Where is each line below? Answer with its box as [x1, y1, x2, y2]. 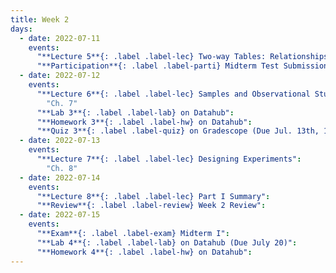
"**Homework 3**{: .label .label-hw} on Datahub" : [36, 117, 253, 127]
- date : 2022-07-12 [19, 71, 101, 81]
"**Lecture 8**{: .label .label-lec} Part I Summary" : [36, 191, 271, 201]
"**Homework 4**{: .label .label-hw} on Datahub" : [36, 247, 253, 257]
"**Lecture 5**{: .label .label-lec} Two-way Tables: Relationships [36, 52, 329, 62]
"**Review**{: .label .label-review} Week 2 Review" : [36, 201, 267, 211]
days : [10, 24, 33, 34]
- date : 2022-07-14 [19, 172, 101, 183]
